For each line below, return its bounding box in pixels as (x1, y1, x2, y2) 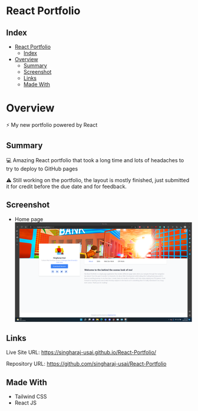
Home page (14, 215, 44, 222)
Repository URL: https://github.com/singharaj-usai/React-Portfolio (6, 360, 167, 367)
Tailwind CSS (14, 393, 47, 400)
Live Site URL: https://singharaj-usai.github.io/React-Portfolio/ (6, 349, 157, 356)
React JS (14, 399, 37, 406)
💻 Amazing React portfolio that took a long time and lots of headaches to (6, 156, 184, 163)
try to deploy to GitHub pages (6, 165, 78, 172)
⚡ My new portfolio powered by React (6, 121, 98, 128)
